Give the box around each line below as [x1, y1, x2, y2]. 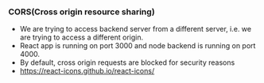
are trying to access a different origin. [19, 32, 144, 42]
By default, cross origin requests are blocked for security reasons [19, 58, 235, 67]
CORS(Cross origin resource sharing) [8, 6, 155, 17]
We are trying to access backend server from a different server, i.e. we [19, 25, 252, 34]
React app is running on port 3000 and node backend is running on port [19, 41, 256, 51]
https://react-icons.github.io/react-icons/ [19, 66, 155, 76]
